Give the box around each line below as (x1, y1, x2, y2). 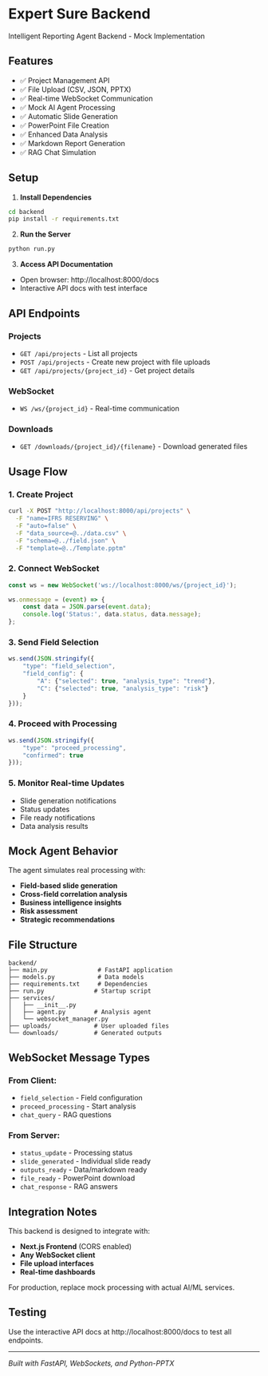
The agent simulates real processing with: (8, 866, 146, 875)
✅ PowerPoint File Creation (19, 121, 110, 130)
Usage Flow (8, 465, 68, 478)
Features (8, 54, 53, 68)
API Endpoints (8, 307, 81, 320)
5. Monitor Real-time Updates (8, 778, 125, 789)
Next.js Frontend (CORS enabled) (19, 1242, 132, 1251)
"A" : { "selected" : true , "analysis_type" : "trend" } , (37, 677, 216, 685)
